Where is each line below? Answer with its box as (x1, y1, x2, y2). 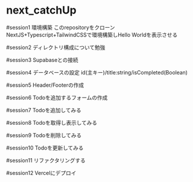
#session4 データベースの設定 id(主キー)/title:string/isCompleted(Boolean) (6, 69, 188, 76)
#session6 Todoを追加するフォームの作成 (6, 94, 108, 101)
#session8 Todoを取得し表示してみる (6, 119, 97, 126)
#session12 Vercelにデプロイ (6, 169, 77, 176)
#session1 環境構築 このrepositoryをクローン (6, 24, 115, 31)
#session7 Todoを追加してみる (6, 106, 81, 113)
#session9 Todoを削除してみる (6, 131, 82, 139)
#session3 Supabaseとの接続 (6, 56, 78, 63)
